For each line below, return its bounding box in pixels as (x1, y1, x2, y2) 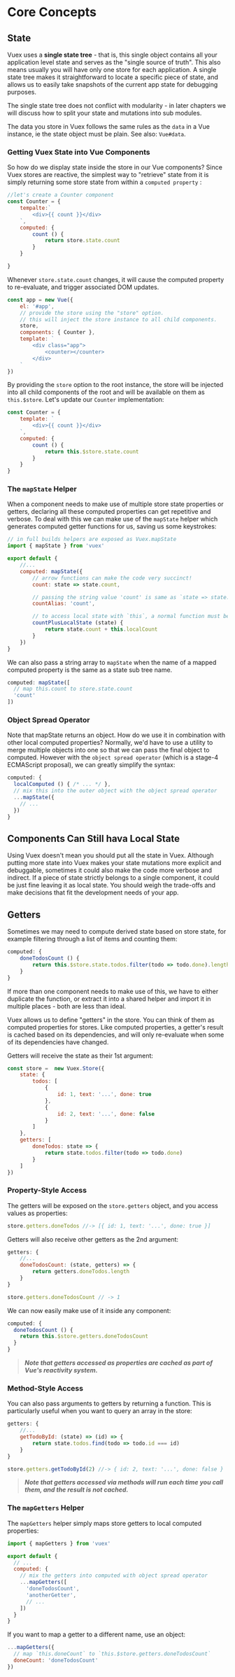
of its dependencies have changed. (7, 1037, 109, 1046)
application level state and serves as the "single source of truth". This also (7, 58, 221, 66)
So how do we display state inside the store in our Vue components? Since (7, 163, 222, 171)
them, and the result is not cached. (24, 1485, 129, 1494)
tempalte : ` (20, 204, 52, 212)
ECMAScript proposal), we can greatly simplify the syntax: (7, 761, 176, 769)
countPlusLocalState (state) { (32, 619, 124, 626)
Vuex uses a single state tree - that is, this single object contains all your (7, 50, 218, 59)
